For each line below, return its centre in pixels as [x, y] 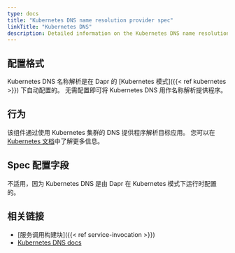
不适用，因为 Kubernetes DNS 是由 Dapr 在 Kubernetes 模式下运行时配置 [112, 183]
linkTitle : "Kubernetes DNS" [50, 27]
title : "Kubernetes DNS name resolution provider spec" [90, 20]
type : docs [23, 14]
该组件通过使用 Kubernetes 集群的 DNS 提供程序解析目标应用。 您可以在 [111, 132]
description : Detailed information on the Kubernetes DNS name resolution [119, 33]
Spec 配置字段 [38, 165]
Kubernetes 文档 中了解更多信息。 [55, 141]
